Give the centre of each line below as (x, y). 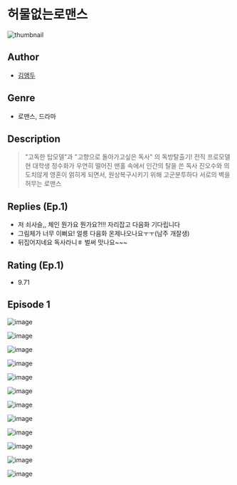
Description (34, 139)
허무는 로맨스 (43, 184)
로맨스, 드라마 (37, 116)
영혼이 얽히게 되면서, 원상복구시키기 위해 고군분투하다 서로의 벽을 (140, 174)
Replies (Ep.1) (38, 206)
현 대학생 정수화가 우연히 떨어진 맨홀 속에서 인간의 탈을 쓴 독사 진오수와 (123, 166)
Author (23, 57)
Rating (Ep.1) (36, 265)
